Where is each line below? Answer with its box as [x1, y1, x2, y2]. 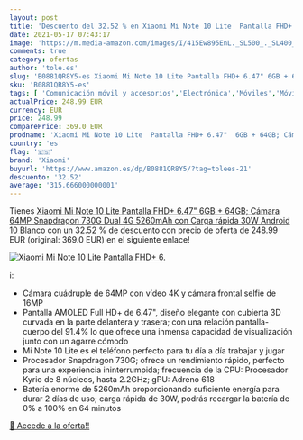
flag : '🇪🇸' [9, 147, 54, 156]
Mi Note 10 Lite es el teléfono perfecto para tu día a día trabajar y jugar [22, 345, 286, 356]
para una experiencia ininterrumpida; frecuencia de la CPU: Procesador [22, 364, 289, 375]
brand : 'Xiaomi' [9, 155, 70, 165]
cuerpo [22, 326, 50, 337]
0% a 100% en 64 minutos [22, 403, 122, 414]
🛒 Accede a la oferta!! [9, 420, 90, 431]
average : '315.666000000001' [9, 181, 119, 190]
